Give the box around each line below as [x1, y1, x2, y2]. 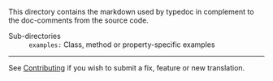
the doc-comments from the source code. [8, 15, 149, 25]
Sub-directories [8, 32, 61, 40]
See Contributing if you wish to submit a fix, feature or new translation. [8, 63, 245, 72]
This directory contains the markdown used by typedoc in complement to [8, 7, 254, 16]
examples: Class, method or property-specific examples [28, 40, 215, 49]
